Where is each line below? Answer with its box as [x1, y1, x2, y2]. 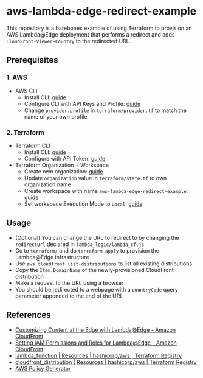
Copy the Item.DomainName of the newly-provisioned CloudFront [15, 266, 174, 273]
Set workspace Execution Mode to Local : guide [24, 200, 143, 208]
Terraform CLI [15, 142, 50, 149]
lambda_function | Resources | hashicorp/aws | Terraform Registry [15, 352, 182, 359]
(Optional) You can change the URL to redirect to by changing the [15, 234, 179, 241]
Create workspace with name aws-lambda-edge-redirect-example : [24, 187, 188, 194]
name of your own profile [24, 113, 88, 120]
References [6, 310, 51, 320]
